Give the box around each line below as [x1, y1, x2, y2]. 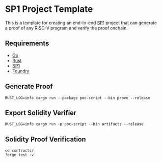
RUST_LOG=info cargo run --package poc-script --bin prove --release [5, 95, 151, 100]
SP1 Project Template [5, 3, 93, 15]
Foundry [12, 68, 29, 74]
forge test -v [5, 153, 34, 158]
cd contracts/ [5, 148, 34, 153]
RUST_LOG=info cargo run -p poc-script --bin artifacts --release [5, 122, 144, 127]
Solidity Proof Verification [5, 135, 86, 143]
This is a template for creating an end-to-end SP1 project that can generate [5, 20, 157, 26]
